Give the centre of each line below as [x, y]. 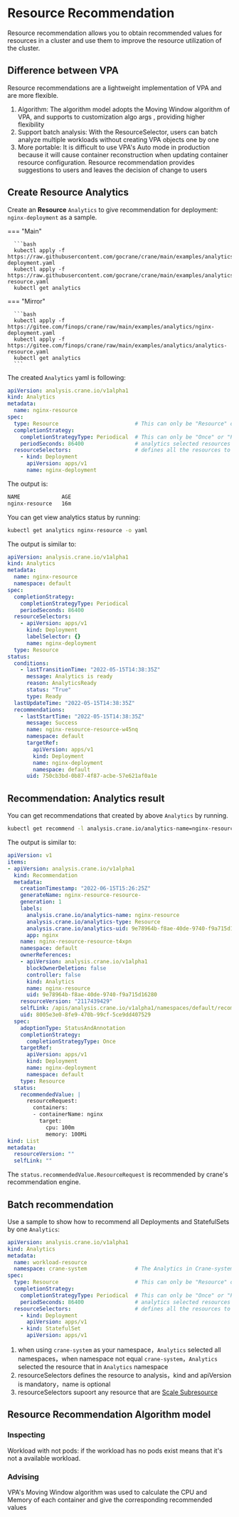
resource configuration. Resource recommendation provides [106, 162]
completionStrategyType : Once [71, 1041]
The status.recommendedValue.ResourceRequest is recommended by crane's [118, 1175]
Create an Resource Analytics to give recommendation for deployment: [113, 209]
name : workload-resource [51, 1262]
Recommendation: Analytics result [86, 798]
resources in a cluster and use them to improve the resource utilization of [115, 40]
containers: [51, 1108]
